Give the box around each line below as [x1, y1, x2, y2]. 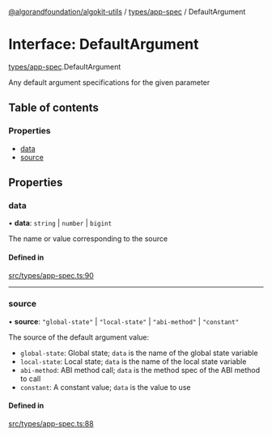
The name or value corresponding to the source [8, 234, 168, 243]
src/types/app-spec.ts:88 [8, 419, 95, 429]
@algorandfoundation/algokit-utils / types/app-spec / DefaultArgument [8, 7, 246, 16]
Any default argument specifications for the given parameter [8, 77, 210, 87]
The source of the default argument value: [8, 332, 150, 342]
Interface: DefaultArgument [8, 36, 199, 53]
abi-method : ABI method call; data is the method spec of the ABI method [19, 365, 261, 375]
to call [19, 374, 41, 383]
